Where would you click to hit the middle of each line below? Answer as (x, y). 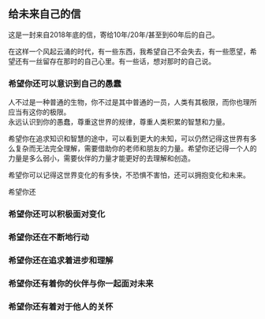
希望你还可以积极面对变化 (57, 214)
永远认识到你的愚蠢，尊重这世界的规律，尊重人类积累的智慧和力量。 (119, 122)
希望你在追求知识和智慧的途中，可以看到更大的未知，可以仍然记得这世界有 (129, 139)
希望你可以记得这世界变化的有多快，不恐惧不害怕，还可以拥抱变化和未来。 (129, 175)
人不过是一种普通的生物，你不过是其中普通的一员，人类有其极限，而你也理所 (132, 102)
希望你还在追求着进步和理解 (61, 260)
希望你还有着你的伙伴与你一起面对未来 (81, 284)
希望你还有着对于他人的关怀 (61, 306)
